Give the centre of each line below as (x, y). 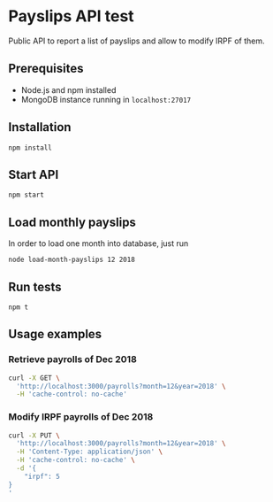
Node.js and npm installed (68, 89)
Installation (40, 127)
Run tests (35, 286)
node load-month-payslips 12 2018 (72, 260)
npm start (27, 195)
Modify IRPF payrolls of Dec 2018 (81, 417)
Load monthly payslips (72, 222)
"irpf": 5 (42, 476)
